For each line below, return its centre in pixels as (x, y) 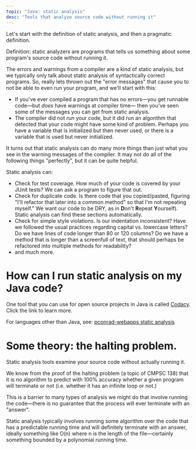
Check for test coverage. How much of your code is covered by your (97, 183)
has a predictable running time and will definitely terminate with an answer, (97, 427)
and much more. (34, 252)
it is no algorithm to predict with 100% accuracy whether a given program (95, 380)
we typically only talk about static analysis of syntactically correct (86, 75)
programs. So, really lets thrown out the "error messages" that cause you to (98, 81)
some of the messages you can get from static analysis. (82, 112)
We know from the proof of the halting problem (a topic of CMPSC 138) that (97, 373)
